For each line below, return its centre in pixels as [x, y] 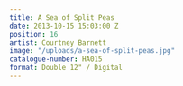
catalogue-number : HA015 [56, 59]
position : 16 [34, 34]
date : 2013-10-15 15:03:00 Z [64, 26]
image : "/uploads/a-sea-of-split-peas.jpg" [92, 51]
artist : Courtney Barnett [58, 43]
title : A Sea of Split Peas [62, 17]
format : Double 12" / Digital [66, 68]
